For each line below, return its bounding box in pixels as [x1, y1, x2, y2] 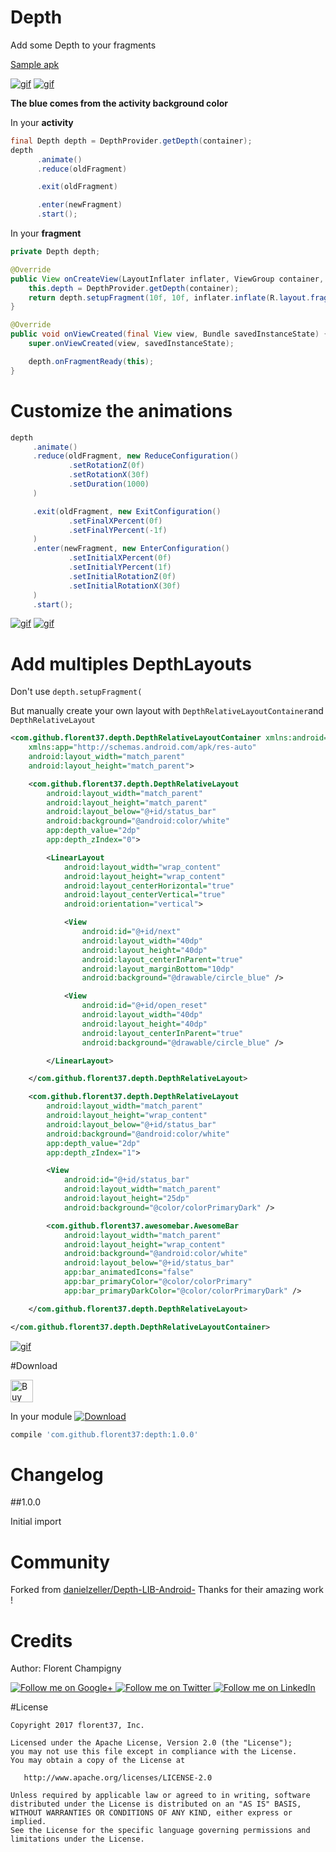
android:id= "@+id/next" [81, 927, 182, 937]
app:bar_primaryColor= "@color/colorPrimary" [63, 1277, 253, 1287]
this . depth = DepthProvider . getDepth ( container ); [28, 283, 240, 293]
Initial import [10, 1516, 62, 1528]
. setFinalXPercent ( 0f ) [68, 516, 163, 526]
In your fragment [10, 227, 82, 240]
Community [10, 1551, 111, 1573]
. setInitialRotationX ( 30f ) [68, 581, 182, 591]
